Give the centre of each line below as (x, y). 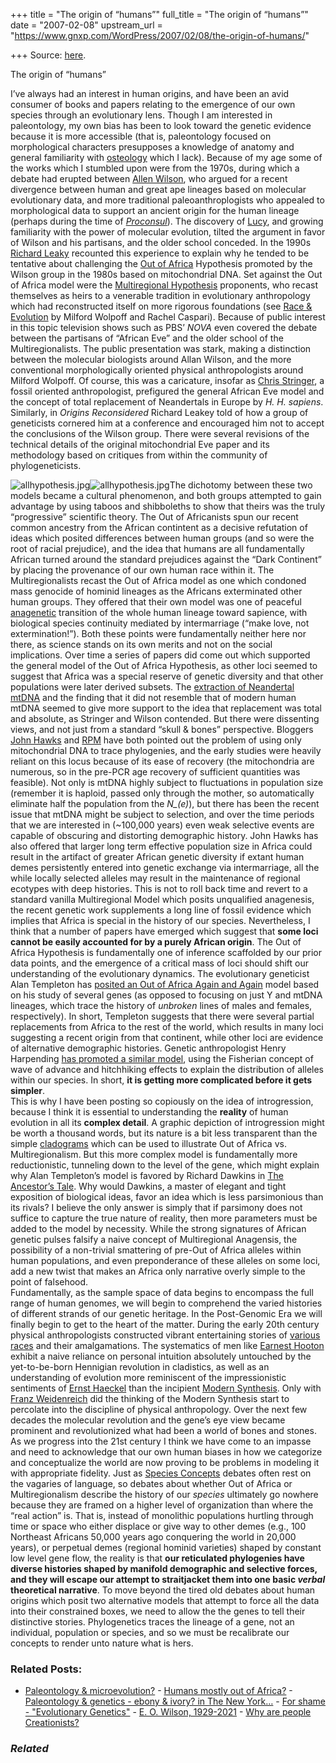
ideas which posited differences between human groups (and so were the (162, 538)
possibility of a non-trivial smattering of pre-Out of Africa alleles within (156, 1250)
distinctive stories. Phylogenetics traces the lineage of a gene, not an (152, 1622)
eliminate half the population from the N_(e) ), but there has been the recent (165, 803)
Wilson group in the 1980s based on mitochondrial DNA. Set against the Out (166, 274)
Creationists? (52, 1723)
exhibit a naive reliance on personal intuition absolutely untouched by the (161, 1356)
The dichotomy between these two (241, 485)
